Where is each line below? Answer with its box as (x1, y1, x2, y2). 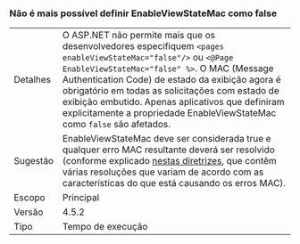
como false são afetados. (62, 118, 171, 131)
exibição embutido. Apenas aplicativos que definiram (62, 96, 285, 109)
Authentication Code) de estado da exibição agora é (62, 74, 281, 86)
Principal (62, 191, 100, 204)
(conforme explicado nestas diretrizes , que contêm (62, 155, 277, 167)
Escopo (13, 191, 46, 204)
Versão (13, 206, 44, 218)
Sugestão (13, 155, 54, 167)
